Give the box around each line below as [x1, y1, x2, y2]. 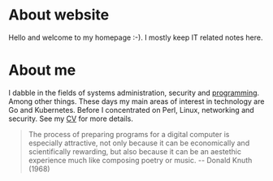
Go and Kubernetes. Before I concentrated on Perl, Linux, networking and [8, 105, 254, 114]
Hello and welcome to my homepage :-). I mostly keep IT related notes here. [8, 32, 263, 42]
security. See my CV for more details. [8, 114, 134, 123]
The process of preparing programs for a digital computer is [28, 129, 230, 139]
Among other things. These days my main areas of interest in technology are [8, 96, 265, 106]
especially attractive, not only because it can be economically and [28, 138, 250, 148]
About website [8, 6, 110, 24]
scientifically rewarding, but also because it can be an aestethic [28, 146, 242, 156]
